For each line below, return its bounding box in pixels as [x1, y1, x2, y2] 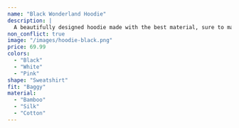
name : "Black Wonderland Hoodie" [7, 10, 107, 18]
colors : [7, 50, 31, 58]
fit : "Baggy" [7, 83, 46, 90]
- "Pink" [14, 70, 40, 77]
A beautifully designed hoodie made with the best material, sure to [14, 23, 224, 31]
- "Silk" [14, 103, 40, 110]
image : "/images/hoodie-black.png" [7, 37, 113, 44]
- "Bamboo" [14, 97, 46, 104]
